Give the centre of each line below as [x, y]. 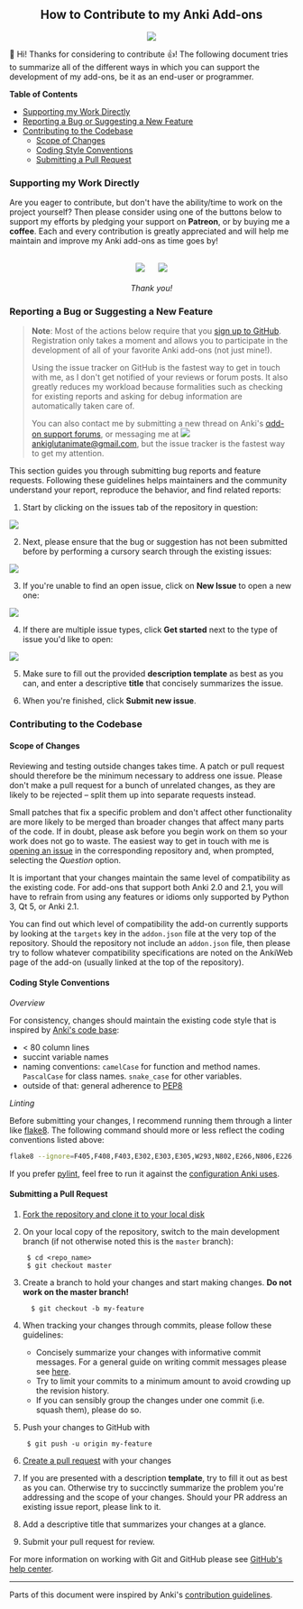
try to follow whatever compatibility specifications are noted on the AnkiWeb [151, 952]
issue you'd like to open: [68, 639]
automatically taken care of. [83, 406]
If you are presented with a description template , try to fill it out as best [155, 1477]
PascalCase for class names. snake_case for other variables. [132, 1076]
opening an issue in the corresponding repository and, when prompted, [142, 850]
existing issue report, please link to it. [92, 1506]
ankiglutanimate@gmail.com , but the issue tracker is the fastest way [158, 444]
